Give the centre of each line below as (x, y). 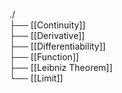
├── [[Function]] (44, 57)
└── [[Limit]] (36, 78)
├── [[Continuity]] (47, 25)
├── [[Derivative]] (47, 35)
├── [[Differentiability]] (57, 46)
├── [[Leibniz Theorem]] (61, 67)
